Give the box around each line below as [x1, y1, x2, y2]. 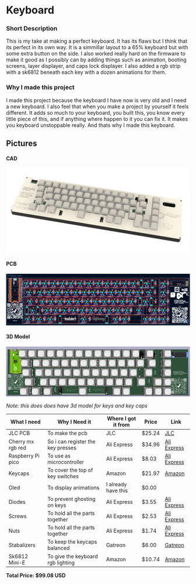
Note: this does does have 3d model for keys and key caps [6, 402, 148, 409]
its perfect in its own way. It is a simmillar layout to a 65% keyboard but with [6, 44, 188, 51]
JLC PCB [8, 430, 30, 437]
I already [106, 481, 127, 488]
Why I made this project [6, 83, 75, 91]
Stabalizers [8, 541, 36, 548]
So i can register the [47, 438, 96, 445]
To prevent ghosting [47, 495, 96, 502]
